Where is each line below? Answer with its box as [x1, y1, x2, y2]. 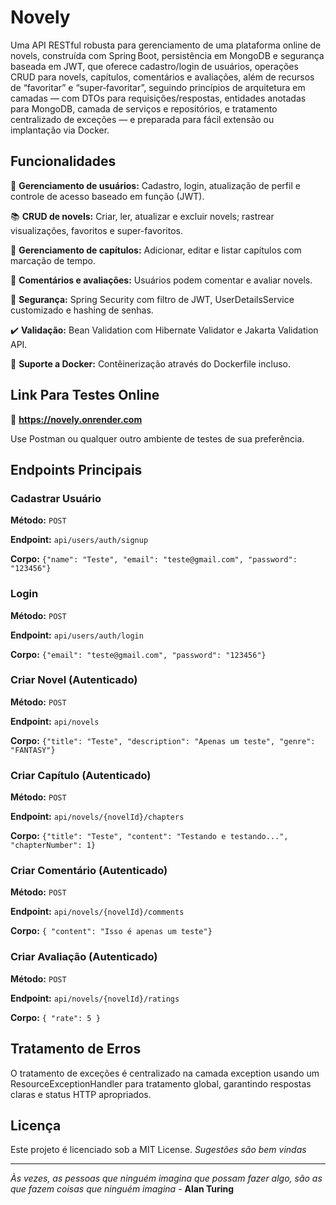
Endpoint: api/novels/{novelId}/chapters [10, 811, 185, 823]
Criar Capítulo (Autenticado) [10, 768, 152, 782]
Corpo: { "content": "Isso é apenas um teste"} [10, 925, 213, 937]
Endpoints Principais [10, 461, 143, 478]
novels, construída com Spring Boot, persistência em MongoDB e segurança [10, 49, 325, 61]
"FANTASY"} [10, 745, 56, 755]
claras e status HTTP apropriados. [10, 1088, 152, 1100]
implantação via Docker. [10, 124, 110, 136]
